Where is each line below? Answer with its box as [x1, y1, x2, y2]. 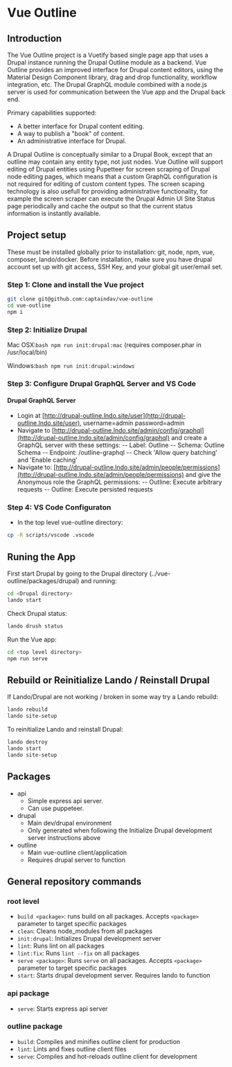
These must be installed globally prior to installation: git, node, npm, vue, [7, 248, 215, 256]
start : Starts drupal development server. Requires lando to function [17, 971, 211, 980]
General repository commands [7, 875, 142, 887]
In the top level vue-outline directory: [17, 519, 123, 527]
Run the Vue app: [7, 635, 57, 644]
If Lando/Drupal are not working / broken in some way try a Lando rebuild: [7, 693, 219, 701]
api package [7, 989, 50, 998]
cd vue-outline [7, 302, 51, 309]
